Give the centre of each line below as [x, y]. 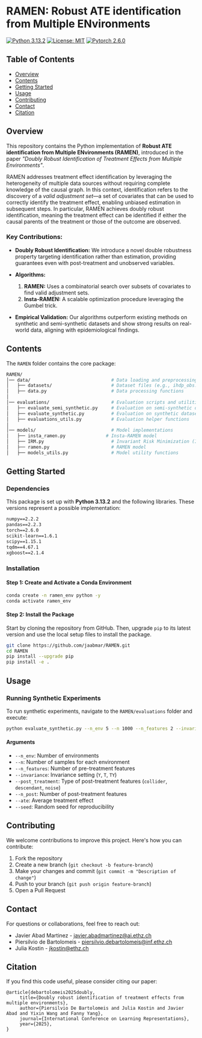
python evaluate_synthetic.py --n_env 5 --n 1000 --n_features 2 [90, 729]
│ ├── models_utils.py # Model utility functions [93, 453]
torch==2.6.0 [23, 530]
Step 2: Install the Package [40, 615]
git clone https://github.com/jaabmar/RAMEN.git [68, 645]
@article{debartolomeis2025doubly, [51, 993]
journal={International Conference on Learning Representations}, [104, 1019]
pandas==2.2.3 [24, 525]
